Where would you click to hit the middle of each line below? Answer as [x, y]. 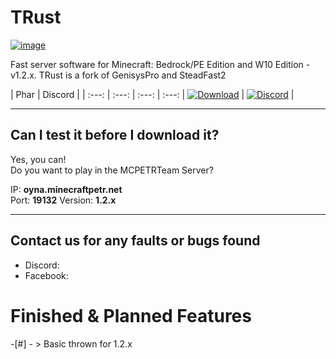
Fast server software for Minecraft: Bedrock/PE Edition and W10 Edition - [160, 64]
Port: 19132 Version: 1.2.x [63, 200]
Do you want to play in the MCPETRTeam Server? [112, 170]
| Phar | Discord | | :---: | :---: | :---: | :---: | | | [152, 94]
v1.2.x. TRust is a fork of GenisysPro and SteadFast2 [118, 75]
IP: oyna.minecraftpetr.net [66, 189]
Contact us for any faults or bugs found [135, 241]
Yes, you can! [38, 159]
